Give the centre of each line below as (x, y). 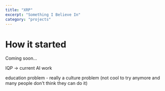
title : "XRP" (19, 10)
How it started (36, 44)
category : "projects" (28, 19)
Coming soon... (21, 58)
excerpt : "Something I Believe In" (43, 15)
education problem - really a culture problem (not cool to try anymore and (83, 78)
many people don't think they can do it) (47, 83)
